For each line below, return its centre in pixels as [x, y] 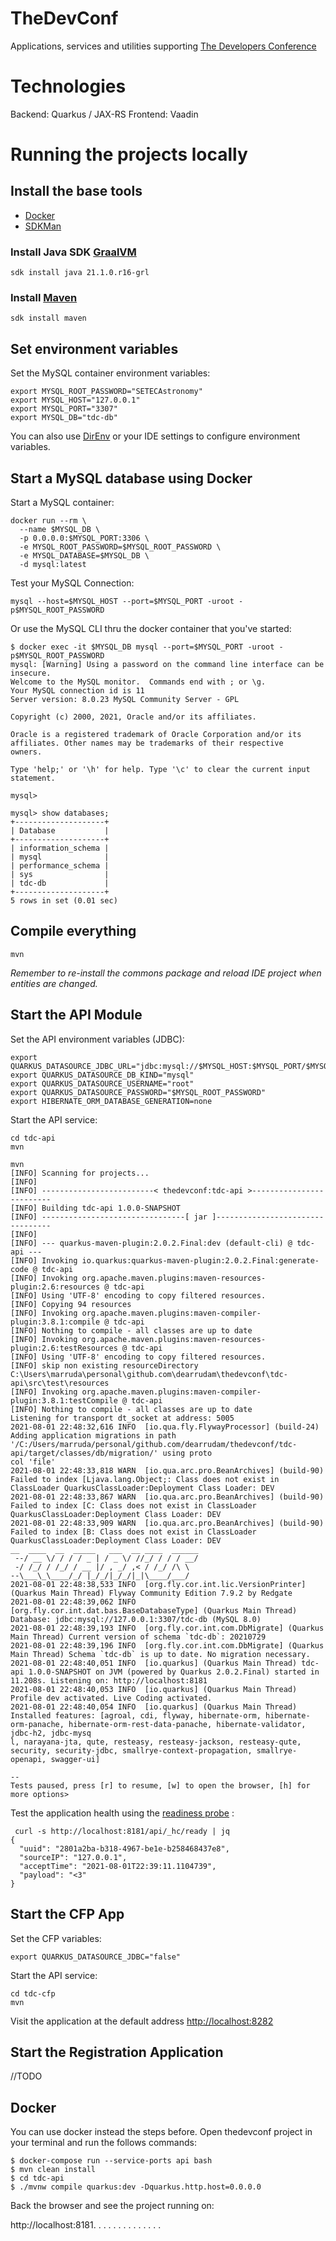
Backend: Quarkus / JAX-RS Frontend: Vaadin [104, 114]
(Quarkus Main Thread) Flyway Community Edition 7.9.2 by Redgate [151, 1593]
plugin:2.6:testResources [64, 1348]
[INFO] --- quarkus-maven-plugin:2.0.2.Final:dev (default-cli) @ [151, 1243]
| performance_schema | [60, 866]
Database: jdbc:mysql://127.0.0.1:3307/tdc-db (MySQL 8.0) [136, 1619]
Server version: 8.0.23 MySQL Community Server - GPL [125, 700]
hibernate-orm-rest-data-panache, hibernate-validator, [187, 1724]
